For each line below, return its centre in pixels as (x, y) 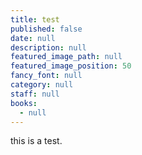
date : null (33, 38)
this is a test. (36, 141)
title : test (35, 19)
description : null (48, 47)
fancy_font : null (46, 76)
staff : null (35, 94)
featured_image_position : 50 (71, 66)
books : (24, 103)
